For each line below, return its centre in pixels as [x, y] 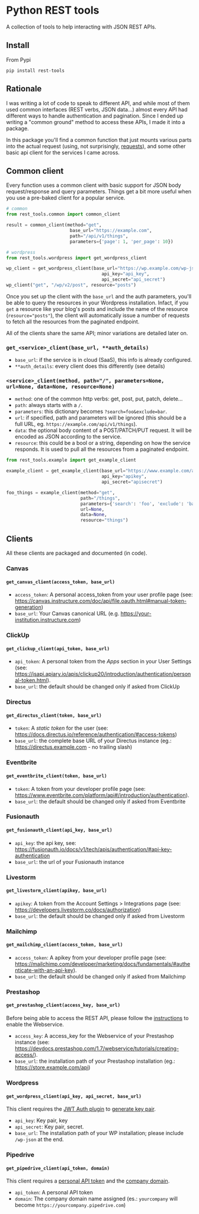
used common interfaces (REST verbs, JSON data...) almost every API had [97, 109]
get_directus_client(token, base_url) [54, 716]
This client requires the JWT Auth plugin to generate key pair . [81, 1109]
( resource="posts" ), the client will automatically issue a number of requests [98, 315]
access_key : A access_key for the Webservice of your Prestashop [94, 1036]
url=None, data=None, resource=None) [61, 387]
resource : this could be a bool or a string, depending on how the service [102, 443]
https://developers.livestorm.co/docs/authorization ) [78, 910]
